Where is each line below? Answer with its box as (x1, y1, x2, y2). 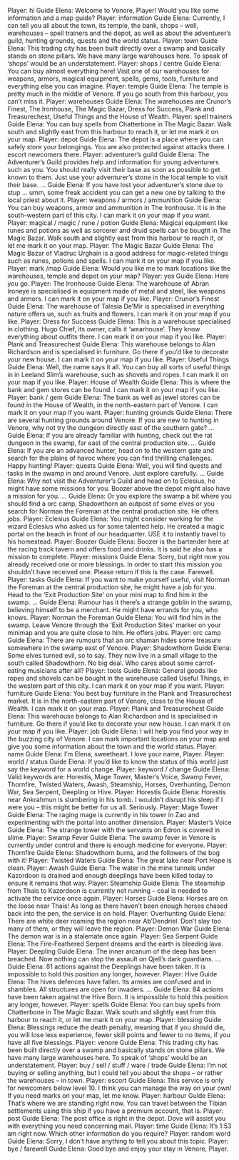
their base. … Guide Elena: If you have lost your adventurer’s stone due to (7, 181, 223, 189)
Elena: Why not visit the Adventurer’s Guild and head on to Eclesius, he (7, 476, 216, 485)
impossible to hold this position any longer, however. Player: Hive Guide (7, 970, 218, 978)
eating (7, 666, 26, 674)
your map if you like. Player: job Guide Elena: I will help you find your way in (7, 727, 230, 735)
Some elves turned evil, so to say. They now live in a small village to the (7, 651, 218, 659)
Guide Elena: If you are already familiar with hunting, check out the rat (7, 431, 213, 439)
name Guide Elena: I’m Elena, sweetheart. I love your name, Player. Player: (7, 750, 225, 758)
